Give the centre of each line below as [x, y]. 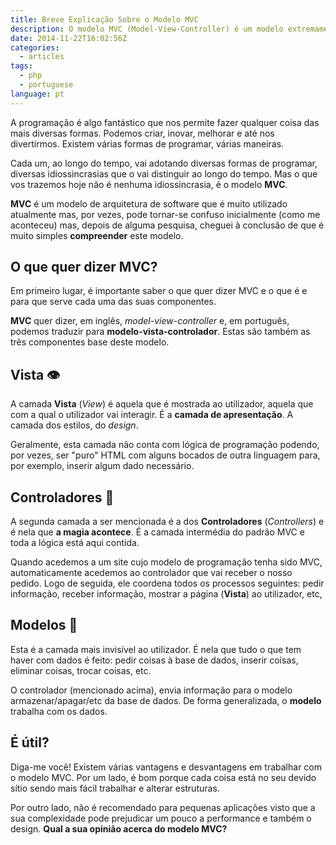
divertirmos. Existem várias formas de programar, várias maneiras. [147, 143]
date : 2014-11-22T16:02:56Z [69, 38]
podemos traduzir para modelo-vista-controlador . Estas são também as [160, 332]
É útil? [30, 742]
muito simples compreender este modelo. [97, 235]
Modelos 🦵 [44, 625]
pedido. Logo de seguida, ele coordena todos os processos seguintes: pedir [167, 583]
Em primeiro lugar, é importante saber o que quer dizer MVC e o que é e [159, 291]
